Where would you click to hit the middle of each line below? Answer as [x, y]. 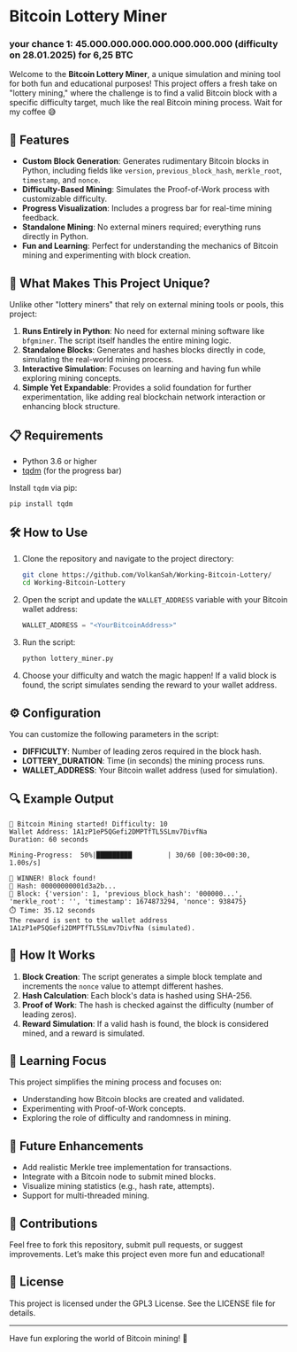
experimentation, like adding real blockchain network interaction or [144, 397]
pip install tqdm [41, 504]
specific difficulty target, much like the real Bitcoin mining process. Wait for [146, 103]
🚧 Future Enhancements [76, 1146]
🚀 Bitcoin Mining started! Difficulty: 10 [88, 824]
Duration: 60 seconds [49, 839]
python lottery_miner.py [68, 659]
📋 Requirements [56, 435]
